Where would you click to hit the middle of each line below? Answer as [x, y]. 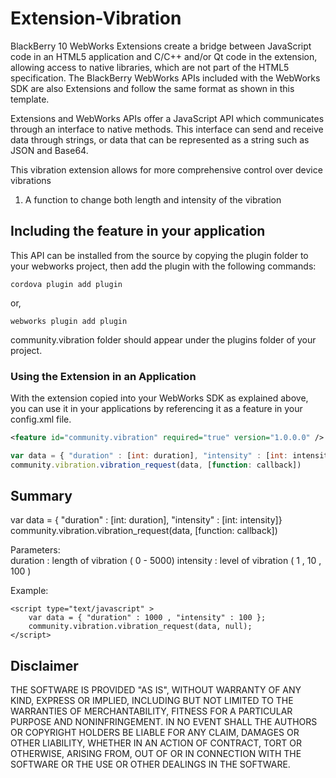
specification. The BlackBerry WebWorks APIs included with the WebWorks [165, 78]
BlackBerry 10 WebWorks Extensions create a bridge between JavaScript [161, 46]
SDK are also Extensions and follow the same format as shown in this [152, 88]
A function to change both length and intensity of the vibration [153, 199]
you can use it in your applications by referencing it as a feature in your [156, 409]
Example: [29, 591]
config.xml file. [41, 419]
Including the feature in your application [138, 231]
